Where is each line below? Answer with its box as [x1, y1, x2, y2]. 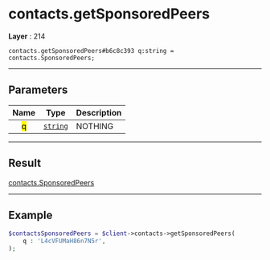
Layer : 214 [8, 31, 46, 41]
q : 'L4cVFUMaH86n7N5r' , [22, 238, 106, 246]
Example [8, 208, 53, 221]
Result [8, 156, 42, 170]
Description [76, 107, 122, 118]
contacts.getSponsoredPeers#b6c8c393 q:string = [8, 47, 174, 55]
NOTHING [76, 120, 114, 132]
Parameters [8, 83, 68, 97]
